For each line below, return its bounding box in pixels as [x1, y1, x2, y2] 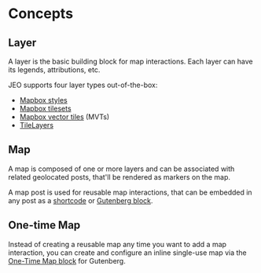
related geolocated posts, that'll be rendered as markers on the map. [8, 172, 230, 181]
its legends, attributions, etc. [8, 65, 101, 75]
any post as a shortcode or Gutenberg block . [8, 195, 153, 205]
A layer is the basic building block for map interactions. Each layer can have [8, 56, 253, 66]
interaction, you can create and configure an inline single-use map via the [8, 248, 248, 257]
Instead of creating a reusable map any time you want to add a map [8, 239, 226, 249]
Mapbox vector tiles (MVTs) [19, 112, 110, 122]
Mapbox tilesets [19, 104, 72, 113]
